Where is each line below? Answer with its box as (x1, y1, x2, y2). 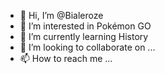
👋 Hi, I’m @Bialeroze (19, 10, 104, 21)
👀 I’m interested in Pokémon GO (19, 20, 152, 32)
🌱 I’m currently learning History (19, 31, 149, 42)
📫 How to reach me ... (19, 53, 113, 64)
